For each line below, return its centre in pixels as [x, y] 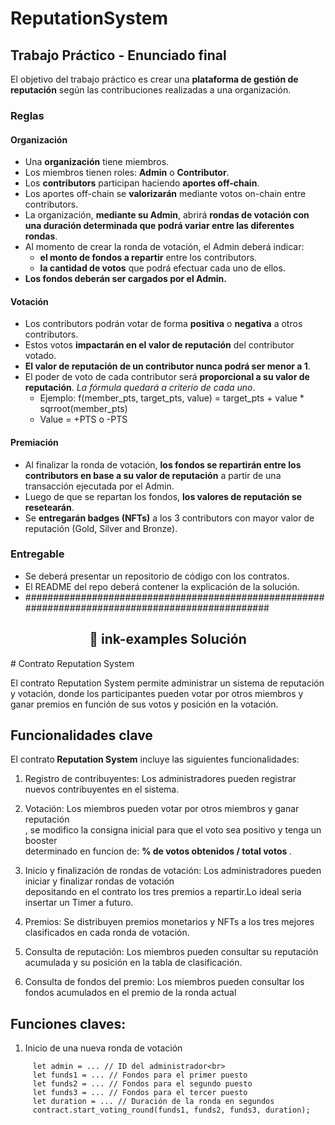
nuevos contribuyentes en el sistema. [102, 789]
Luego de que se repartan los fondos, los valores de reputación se [163, 496]
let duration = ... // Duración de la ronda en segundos [153, 1102]
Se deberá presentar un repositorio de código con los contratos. [157, 576]
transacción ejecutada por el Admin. [99, 486]
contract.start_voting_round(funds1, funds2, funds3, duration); [171, 1110]
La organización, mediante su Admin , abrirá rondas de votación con [167, 215]
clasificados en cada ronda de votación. [107, 933]
